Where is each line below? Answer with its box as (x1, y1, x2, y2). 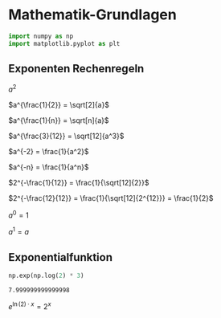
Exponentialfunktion (8, 251, 113, 264)
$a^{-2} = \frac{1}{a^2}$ (8, 147, 89, 157)
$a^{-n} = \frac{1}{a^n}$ (8, 162, 89, 172)
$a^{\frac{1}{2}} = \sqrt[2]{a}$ (8, 100, 110, 110)
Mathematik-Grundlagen (8, 6, 177, 24)
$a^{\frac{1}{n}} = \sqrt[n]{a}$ (8, 116, 110, 125)
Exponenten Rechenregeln (8, 62, 145, 75)
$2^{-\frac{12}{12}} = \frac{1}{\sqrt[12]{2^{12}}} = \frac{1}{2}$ (8, 194, 214, 203)
